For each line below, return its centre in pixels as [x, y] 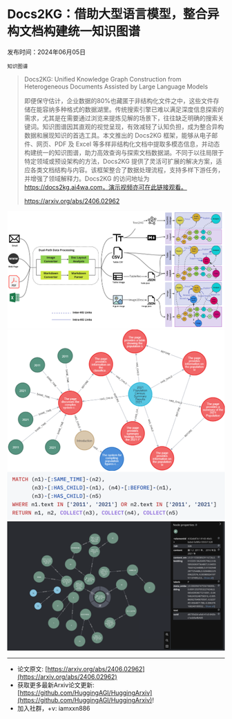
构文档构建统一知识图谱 [74, 31]
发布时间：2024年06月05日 [47, 52]
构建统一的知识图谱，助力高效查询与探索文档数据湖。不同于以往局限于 [124, 152]
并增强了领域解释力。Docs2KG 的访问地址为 [87, 178]
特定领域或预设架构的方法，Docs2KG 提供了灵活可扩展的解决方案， [120, 161]
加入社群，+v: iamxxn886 [54, 709]
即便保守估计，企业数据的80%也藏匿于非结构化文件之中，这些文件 [119, 100]
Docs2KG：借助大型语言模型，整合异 [113, 14]
